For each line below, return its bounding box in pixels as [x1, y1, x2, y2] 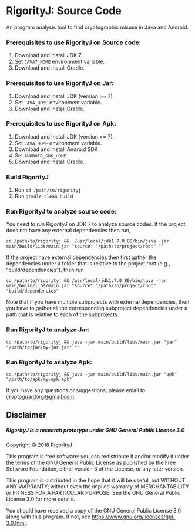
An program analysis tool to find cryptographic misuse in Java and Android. [6, 24, 189, 31]
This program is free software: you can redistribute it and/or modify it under [6, 453, 189, 460]
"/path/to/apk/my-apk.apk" [6, 376, 72, 383]
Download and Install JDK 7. [14, 52, 82, 59]
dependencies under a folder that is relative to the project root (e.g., [6, 260, 170, 267]
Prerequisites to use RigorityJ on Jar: [6, 79, 115, 87]
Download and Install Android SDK [14, 146, 98, 153]
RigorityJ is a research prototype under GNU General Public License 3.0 [6, 426, 185, 434]
